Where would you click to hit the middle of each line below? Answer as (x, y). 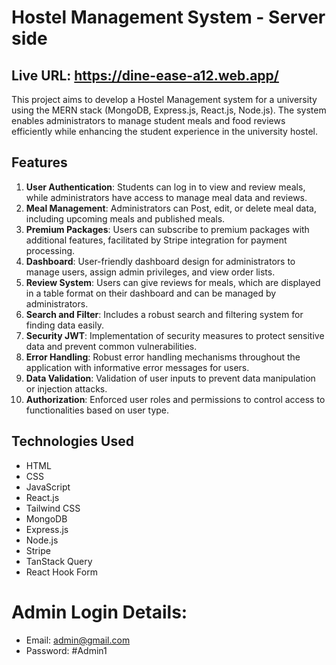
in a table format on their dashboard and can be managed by (151, 293)
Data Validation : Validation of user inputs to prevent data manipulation (170, 378)
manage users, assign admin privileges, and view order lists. (150, 272)
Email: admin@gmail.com (78, 640)
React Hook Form (61, 572)
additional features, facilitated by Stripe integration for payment (156, 240)
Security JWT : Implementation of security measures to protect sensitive (175, 335)
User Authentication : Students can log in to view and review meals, (165, 187)
